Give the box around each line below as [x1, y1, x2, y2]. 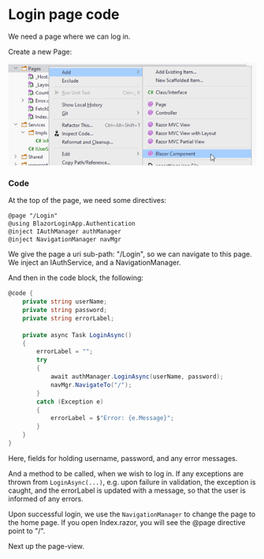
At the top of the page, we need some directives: [8, 196, 167, 205]
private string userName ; [22, 298, 108, 306]
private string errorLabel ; [22, 314, 114, 322]
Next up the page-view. [8, 541, 84, 550]
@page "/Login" [8, 212, 58, 220]
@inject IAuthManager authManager [8, 227, 122, 236]
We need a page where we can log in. [8, 32, 131, 41]
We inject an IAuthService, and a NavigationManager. [8, 258, 181, 268]
